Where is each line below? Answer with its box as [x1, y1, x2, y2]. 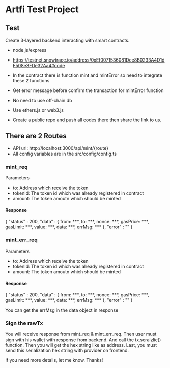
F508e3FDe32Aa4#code [12, 63, 65, 68]
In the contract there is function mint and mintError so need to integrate [12, 72, 163, 78]
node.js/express [12, 47, 47, 53]
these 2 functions [12, 78, 50, 83]
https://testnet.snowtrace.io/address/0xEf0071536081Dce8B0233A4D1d [12, 57, 165, 63]
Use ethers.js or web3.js [12, 107, 64, 113]
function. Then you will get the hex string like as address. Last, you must [5, 342, 157, 348]
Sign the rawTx [5, 319, 43, 326]
